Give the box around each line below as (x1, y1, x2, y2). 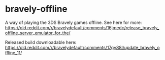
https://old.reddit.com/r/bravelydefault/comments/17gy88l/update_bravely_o (5, 44, 160, 50)
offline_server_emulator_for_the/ (5, 30, 70, 36)
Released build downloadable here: (5, 39, 77, 45)
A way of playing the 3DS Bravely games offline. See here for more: (5, 20, 142, 25)
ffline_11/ (5, 50, 22, 56)
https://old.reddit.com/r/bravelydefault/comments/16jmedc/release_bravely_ (5, 24, 160, 30)
